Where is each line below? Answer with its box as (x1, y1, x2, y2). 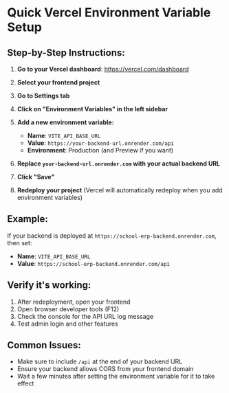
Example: (7, 213, 48, 225)
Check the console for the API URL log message (17, 312, 154, 320)
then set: (7, 238, 32, 247)
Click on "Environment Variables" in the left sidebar (17, 105, 168, 113)
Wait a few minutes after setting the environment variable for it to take (17, 372, 215, 381)
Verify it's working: (7, 280, 91, 291)
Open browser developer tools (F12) (17, 304, 120, 313)
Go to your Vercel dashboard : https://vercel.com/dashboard (17, 65, 189, 73)
